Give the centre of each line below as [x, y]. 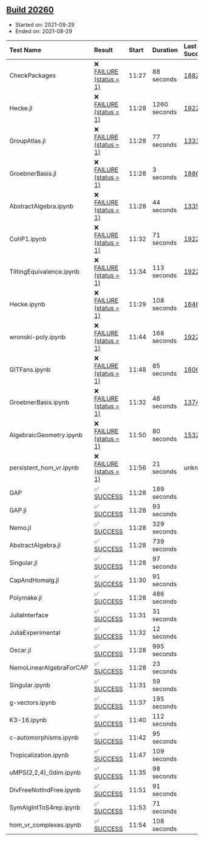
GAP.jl [18, 510]
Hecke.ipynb [27, 304]
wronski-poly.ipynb [37, 337]
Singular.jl [23, 562]
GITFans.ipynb [30, 369]
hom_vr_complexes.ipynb [45, 825]
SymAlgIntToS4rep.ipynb [45, 807]
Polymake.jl [26, 597]
